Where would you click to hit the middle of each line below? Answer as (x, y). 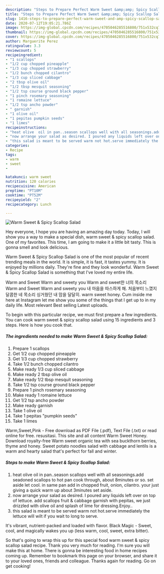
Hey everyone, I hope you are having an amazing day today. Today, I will (78, 232)
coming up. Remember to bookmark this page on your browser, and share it (81, 556)
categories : (18, 146)
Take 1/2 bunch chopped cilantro (46, 364)
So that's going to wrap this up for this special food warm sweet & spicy (78, 540)
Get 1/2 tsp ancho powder (38, 400)
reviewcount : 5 (21, 50)
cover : (12, 37)
